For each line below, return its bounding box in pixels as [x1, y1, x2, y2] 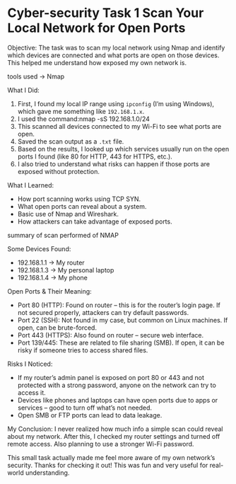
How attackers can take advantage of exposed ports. [17, 217, 172, 226]
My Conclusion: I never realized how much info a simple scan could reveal [7, 425, 223, 433]
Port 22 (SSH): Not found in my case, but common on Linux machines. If [17, 316, 228, 324]
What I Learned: [7, 180, 54, 189]
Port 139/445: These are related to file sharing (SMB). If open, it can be [17, 338, 225, 347]
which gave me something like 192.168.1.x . [17, 107, 145, 115]
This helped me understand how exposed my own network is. [7, 58, 187, 67]
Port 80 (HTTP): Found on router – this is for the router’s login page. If [17, 301, 220, 309]
